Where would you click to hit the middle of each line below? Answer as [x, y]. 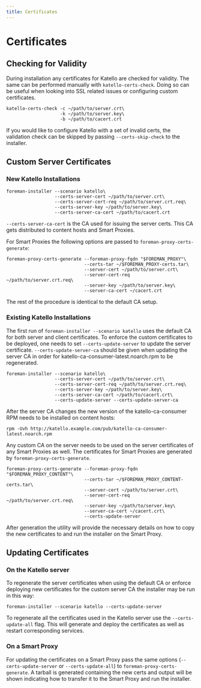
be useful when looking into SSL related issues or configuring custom [92, 91]
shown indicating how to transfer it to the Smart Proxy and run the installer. [99, 678]
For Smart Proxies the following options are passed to [73, 242]
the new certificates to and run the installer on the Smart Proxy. [85, 534]
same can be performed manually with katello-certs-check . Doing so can [98, 84]
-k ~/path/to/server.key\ [92, 114]
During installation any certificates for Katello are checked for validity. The [98, 78]
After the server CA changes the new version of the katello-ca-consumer [97, 411]
